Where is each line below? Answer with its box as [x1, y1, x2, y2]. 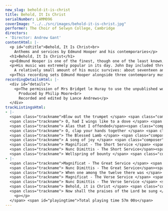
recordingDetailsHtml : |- [5, 77, 59, 82]
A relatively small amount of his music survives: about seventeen [14, 68, 157, 73]
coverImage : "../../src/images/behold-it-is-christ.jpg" [5, 21, 126, 26]
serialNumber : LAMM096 [5, 16, 52, 21]
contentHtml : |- [5, 40, 39, 45]
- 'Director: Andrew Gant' [5, 35, 61, 40]
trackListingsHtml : [5, 105, 46, 110]
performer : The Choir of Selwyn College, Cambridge [5, 26, 115, 31]
